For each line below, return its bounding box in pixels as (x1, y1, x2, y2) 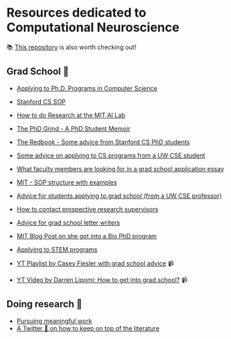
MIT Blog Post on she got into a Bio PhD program (16, 232, 157, 240)
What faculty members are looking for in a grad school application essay (16, 164, 225, 173)
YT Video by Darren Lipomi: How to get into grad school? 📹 (16, 275, 188, 284)
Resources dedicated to (6, 5, 146, 21)
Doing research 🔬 (6, 298, 83, 310)
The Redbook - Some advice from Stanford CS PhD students (16, 137, 190, 146)
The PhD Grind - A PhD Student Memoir (16, 124, 131, 132)
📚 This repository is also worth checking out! (6, 43, 137, 51)
